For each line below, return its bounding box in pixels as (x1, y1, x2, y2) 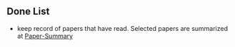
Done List (6, 6, 50, 18)
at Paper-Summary (16, 32, 73, 40)
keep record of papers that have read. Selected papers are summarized (16, 24, 228, 32)
